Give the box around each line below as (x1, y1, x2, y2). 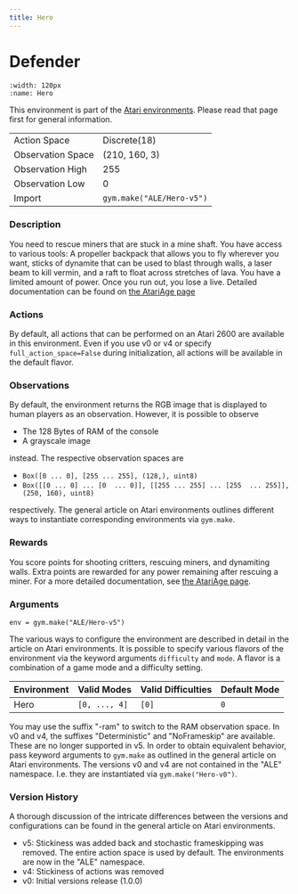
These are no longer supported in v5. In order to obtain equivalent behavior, (9, 741, 287, 751)
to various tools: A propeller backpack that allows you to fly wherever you (9, 248, 279, 258)
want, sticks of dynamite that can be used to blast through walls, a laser (9, 258, 273, 268)
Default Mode (221, 684, 280, 696)
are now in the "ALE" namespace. (21, 857, 145, 867)
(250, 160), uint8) (21, 489, 95, 498)
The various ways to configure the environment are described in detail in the (9, 634, 289, 644)
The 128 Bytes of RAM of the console (21, 426, 159, 437)
